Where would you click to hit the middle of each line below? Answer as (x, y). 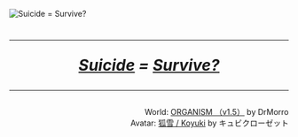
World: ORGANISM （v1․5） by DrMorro (217, 112)
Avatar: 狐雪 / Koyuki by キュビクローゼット (209, 123)
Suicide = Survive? (149, 65)
